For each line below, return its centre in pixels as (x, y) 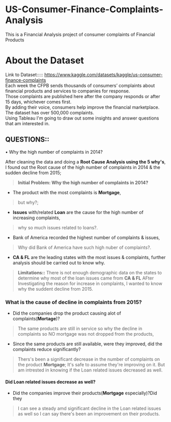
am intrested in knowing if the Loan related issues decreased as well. (90, 370)
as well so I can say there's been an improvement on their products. (89, 414)
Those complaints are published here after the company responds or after (83, 96)
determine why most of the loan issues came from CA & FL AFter (86, 278)
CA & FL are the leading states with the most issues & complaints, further (89, 257)
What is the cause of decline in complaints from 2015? (74, 302)
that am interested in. (27, 123)
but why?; (28, 202)
